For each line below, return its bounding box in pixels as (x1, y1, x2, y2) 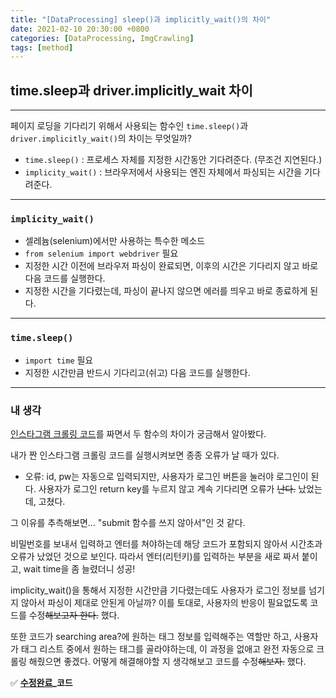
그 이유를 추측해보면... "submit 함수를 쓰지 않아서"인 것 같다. (10, 516, 246, 528)
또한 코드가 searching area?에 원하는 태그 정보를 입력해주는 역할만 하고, (10, 630, 292, 642)
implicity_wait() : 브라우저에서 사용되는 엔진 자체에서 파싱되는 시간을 (24, 166, 303, 178)
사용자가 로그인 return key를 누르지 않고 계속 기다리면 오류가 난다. (38, 482, 297, 495)
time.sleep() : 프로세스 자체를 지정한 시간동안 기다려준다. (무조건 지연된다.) (24, 154, 323, 166)
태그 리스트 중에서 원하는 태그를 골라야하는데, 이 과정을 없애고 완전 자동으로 (20, 642, 315, 655)
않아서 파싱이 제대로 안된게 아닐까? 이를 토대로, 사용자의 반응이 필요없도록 (20, 596, 308, 608)
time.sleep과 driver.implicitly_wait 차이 (10, 82, 253, 99)
